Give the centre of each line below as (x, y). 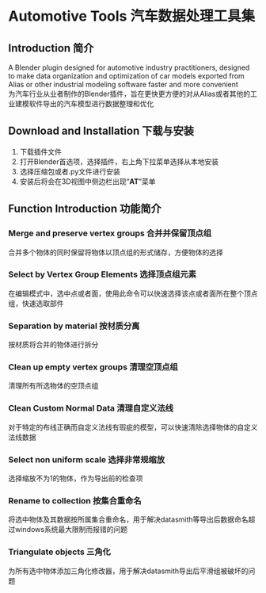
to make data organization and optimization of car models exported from (127, 76)
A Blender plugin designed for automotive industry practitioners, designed (129, 67)
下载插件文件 (40, 151)
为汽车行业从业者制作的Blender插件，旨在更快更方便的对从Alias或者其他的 (129, 94)
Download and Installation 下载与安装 (101, 131)
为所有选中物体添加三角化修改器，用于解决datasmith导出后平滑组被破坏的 (128, 571)
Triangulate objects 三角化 (59, 552)
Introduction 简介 (51, 48)
